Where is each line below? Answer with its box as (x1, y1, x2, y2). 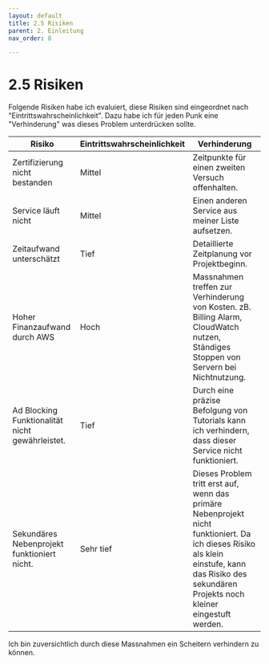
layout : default (8, 11, 62, 20)
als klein (192, 548, 224, 560)
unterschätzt (12, 254, 60, 265)
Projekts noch (192, 589, 245, 600)
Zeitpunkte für (192, 152, 247, 163)
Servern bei (192, 362, 237, 373)
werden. (192, 619, 224, 630)
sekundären (192, 579, 238, 590)
